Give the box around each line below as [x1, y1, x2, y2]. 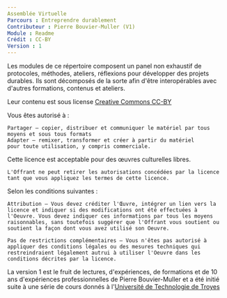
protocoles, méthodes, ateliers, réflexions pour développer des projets [7, 69, 210, 77]
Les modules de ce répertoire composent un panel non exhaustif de [7, 62, 202, 70]
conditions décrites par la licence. [7, 255, 117, 262]
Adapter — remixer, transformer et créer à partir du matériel [7, 137, 195, 144]
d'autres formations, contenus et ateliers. [7, 84, 125, 92]
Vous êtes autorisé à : [7, 111, 70, 119]
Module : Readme [7, 29, 54, 37]
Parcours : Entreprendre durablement [7, 17, 117, 24]
